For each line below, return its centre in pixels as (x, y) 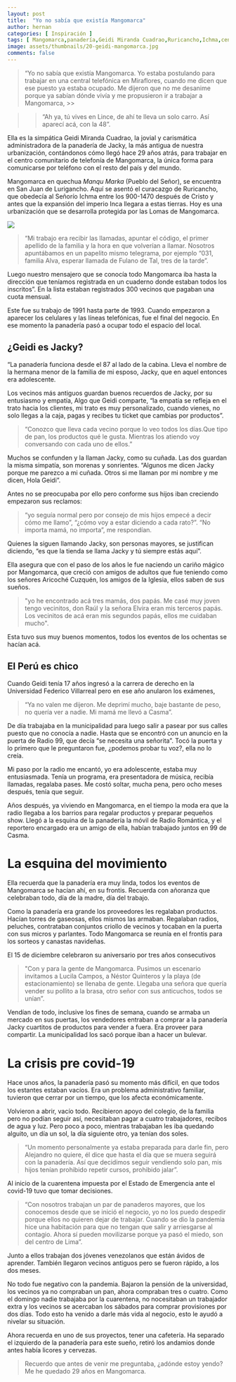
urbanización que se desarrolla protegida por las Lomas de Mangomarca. (113, 211)
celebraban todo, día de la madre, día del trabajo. (78, 898)
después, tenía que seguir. (46, 791)
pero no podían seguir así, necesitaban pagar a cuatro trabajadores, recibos (117, 1119)
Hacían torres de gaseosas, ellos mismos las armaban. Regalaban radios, (113, 919)
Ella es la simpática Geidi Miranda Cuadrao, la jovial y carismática (102, 137)
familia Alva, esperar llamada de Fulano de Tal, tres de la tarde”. (116, 260)
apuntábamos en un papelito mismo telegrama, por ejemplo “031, (119, 253)
